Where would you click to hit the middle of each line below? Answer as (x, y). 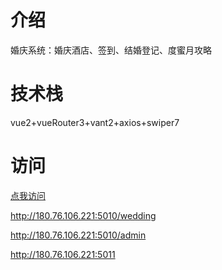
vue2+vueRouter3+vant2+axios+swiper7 (95, 122)
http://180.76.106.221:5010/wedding (83, 215)
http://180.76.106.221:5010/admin (78, 235)
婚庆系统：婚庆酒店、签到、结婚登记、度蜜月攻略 (111, 50)
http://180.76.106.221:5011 (63, 254)
